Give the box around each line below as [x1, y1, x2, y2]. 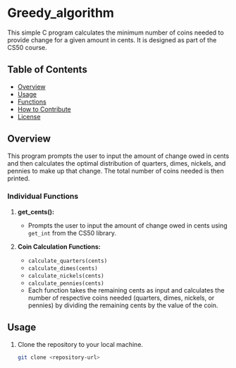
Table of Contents [7, 63, 88, 75]
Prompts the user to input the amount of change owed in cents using [27, 221, 228, 230]
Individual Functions [7, 192, 79, 202]
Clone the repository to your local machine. [17, 340, 143, 348]
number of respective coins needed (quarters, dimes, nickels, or [27, 293, 215, 302]
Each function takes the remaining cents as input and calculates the [27, 286, 225, 294]
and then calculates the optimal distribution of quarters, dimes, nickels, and [7, 159, 226, 167]
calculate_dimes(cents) [27, 264, 99, 272]
